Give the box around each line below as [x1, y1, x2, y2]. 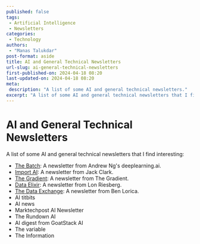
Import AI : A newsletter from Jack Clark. [14, 168, 114, 175]
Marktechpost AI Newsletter [14, 206, 84, 213]
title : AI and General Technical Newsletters [6, 59, 121, 65]
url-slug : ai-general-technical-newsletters [6, 64, 118, 71]
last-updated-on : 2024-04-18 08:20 [6, 75, 95, 81]
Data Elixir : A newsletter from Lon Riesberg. [14, 181, 122, 188]
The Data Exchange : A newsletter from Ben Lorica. [14, 187, 139, 194]
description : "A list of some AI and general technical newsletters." [8, 87, 187, 93]
